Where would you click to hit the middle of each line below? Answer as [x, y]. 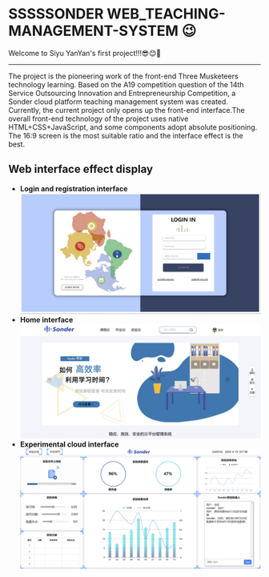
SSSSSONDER [56, 14]
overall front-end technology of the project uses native [98, 118]
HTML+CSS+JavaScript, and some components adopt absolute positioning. [133, 127]
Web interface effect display [81, 169]
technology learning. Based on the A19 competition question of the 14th [126, 84]
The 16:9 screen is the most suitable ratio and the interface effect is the [126, 135]
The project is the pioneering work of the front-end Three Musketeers [123, 76]
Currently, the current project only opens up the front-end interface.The [127, 110]
